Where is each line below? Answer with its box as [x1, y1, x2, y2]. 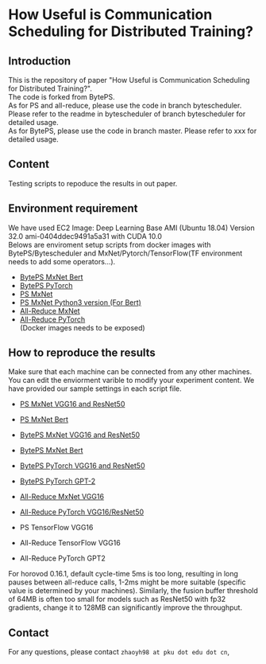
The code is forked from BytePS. [8, 92, 115, 101]
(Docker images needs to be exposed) [19, 322, 145, 332]
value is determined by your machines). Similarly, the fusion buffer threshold [8, 586, 258, 596]
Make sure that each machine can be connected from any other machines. [8, 367, 253, 377]
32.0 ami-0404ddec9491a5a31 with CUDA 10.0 [8, 231, 163, 240]
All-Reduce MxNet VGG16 [19, 492, 105, 502]
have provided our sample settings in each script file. [8, 384, 183, 393]
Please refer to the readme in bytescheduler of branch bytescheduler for [8, 109, 246, 119]
